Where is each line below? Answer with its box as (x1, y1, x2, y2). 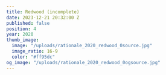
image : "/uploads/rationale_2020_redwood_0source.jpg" (11, 43, 153, 49)
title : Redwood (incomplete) (6, 8, 80, 15)
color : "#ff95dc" (11, 54, 56, 60)
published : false (6, 20, 50, 26)
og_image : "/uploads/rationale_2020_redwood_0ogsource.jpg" (6, 59, 161, 65)
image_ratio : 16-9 (11, 48, 59, 54)
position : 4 (6, 25, 36, 32)
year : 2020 (6, 31, 34, 37)
